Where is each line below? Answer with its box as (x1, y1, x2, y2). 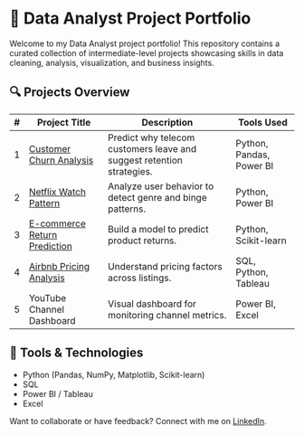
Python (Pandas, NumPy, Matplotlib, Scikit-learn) (22, 369, 205, 380)
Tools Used (238, 116, 288, 128)
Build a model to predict (108, 222, 209, 235)
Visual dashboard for (108, 298, 197, 310)
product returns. (108, 234, 177, 247)
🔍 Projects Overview (9, 85, 130, 100)
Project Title (36, 116, 91, 128)
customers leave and (108, 142, 197, 155)
